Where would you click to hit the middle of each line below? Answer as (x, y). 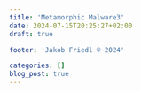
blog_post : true (39, 74)
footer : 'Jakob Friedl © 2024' (67, 50)
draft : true (31, 34)
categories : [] (37, 66)
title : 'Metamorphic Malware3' (67, 17)
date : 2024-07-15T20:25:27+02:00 (71, 26)
